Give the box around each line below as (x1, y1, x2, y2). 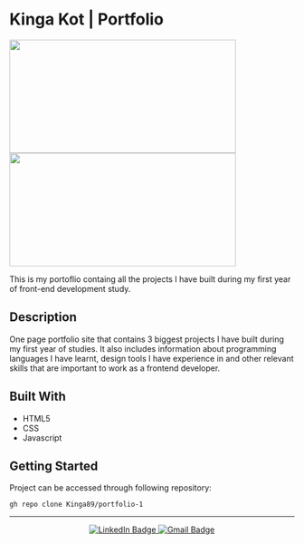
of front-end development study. (9, 283, 131, 294)
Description (9, 309, 77, 325)
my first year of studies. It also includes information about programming (9, 343, 277, 354)
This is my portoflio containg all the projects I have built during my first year (9, 273, 291, 285)
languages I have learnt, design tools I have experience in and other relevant (9, 353, 294, 364)
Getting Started (9, 458, 99, 473)
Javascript (22, 432, 62, 443)
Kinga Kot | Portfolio (9, 9, 165, 30)
